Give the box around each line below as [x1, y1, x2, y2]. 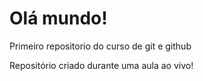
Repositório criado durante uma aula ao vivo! [9, 59, 194, 71]
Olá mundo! [9, 7, 108, 30]
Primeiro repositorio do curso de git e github [9, 40, 192, 52]
